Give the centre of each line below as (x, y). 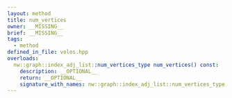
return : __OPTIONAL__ (51, 78)
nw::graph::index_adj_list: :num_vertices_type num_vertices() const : (116, 65)
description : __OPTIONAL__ (59, 71)
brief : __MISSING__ (35, 33)
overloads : (23, 59)
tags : (15, 39)
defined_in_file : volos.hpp (48, 52)
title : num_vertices (37, 20)
